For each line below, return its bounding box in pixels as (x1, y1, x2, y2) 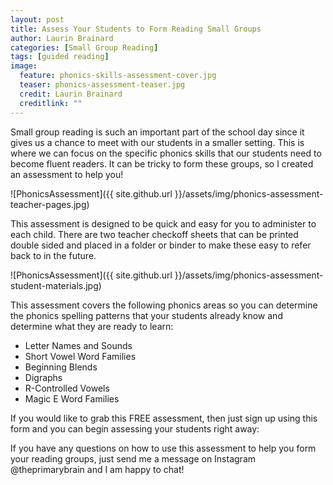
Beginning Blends (24, 361, 98, 373)
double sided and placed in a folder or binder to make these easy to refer (10, 239, 312, 251)
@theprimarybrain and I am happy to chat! (10, 463, 185, 475)
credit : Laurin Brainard (19, 89, 123, 99)
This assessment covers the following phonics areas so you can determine (10, 299, 318, 311)
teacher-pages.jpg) (10, 198, 90, 210)
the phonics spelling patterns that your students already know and (10, 309, 283, 321)
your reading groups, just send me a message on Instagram (10, 452, 256, 465)
